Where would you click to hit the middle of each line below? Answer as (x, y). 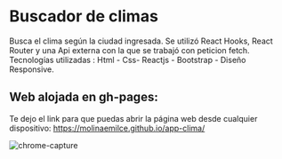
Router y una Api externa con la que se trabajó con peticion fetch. (130, 50)
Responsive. (32, 69)
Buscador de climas (84, 16)
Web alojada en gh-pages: (84, 97)
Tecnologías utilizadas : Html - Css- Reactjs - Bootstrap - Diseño (128, 60)
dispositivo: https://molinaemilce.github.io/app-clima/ (107, 128)
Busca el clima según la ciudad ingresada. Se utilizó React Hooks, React (141, 41)
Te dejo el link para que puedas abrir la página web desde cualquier (133, 118)
